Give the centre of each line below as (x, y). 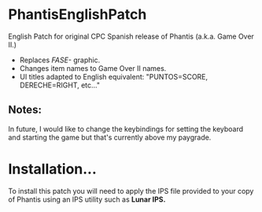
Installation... (52, 169)
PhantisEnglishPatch (77, 15)
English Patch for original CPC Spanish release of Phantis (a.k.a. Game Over (131, 36)
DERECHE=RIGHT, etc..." (60, 85)
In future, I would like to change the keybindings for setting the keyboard (126, 128)
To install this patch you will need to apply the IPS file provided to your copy (131, 191)
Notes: (25, 110)
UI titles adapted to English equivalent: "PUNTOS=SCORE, (114, 76)
